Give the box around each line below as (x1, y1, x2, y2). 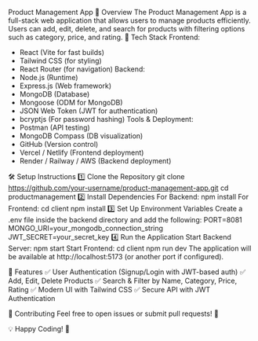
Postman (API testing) (19, 123, 90, 132)
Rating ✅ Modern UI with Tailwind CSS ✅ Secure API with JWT (8, 285, 211, 294)
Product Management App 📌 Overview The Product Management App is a (8, 8, 247, 16)
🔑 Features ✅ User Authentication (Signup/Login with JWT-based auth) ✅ (8, 267, 246, 277)
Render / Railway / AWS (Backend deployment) (19, 156, 172, 165)
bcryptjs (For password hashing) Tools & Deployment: (19, 115, 194, 123)
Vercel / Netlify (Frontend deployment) (19, 148, 144, 157)
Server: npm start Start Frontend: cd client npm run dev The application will (8, 244, 252, 253)
